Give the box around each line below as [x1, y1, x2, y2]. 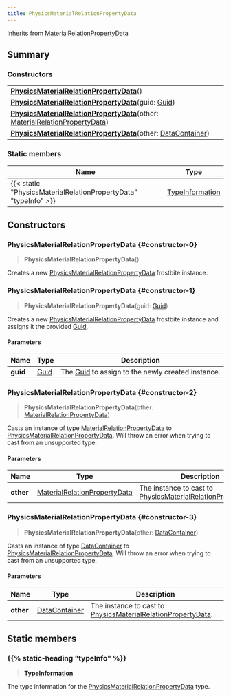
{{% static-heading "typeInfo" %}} [7, 654, 127, 663]
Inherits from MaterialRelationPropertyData [7, 29, 129, 37]
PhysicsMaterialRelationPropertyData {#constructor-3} [7, 513, 197, 522]
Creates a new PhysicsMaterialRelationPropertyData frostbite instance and [7, 314, 219, 323]
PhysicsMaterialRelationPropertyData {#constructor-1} [7, 286, 196, 296]
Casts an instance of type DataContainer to [7, 541, 129, 550]
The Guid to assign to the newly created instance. [60, 367, 221, 376]
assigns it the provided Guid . [7, 322, 89, 330]
